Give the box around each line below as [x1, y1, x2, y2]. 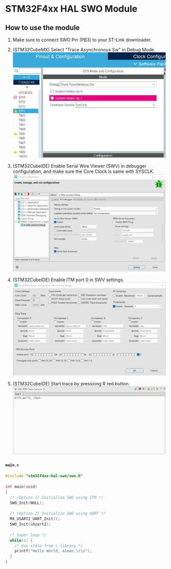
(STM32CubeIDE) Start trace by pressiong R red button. [12, 380, 130, 386]
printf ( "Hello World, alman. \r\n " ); [14, 549, 93, 554]
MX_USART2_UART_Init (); [10, 517, 60, 522]
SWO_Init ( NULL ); [10, 500, 44, 505]
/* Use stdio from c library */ [14, 543, 83, 548]
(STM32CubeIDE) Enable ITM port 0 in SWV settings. [12, 277, 125, 283]
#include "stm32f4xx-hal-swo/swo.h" [5, 473, 83, 478]
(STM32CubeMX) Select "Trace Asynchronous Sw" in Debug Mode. [12, 47, 156, 52]
